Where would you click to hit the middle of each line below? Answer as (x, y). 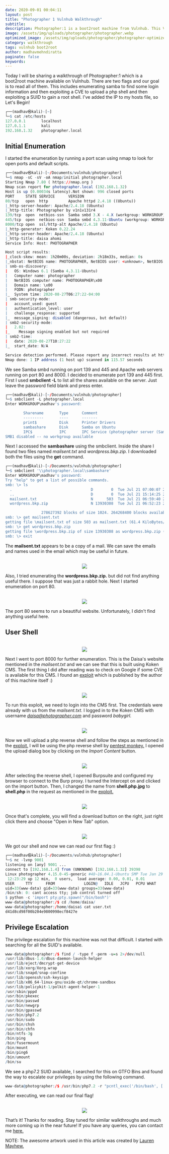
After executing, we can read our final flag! (50, 1096)
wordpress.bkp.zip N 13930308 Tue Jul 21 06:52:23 (85, 504)
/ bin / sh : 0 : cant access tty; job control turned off (63, 893)
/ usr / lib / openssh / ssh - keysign (37, 977)
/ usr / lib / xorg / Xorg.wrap (31, 968)
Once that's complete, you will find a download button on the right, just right (84, 816)
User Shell (22, 632)
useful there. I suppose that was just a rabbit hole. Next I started (72, 581)
